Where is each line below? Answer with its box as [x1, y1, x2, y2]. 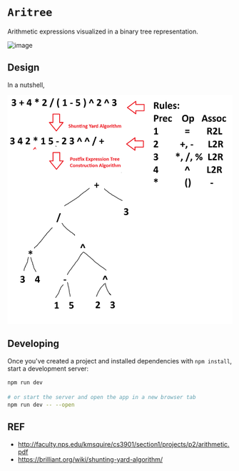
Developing [7, 338, 59, 350]
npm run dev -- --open [7, 401, 75, 409]
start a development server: [7, 364, 89, 373]
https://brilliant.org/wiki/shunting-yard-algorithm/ [17, 455, 163, 463]
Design [7, 61, 40, 74]
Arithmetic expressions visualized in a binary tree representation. [7, 27, 198, 36]
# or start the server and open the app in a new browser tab [7, 394, 196, 401]
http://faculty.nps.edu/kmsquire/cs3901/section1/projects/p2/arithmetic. [17, 440, 230, 448]
